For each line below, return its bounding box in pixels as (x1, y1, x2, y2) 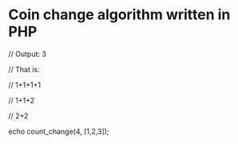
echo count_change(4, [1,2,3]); (8, 126, 109, 136)
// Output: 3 (8, 49, 46, 58)
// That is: (8, 64, 40, 74)
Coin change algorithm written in (8, 6, 231, 24)
